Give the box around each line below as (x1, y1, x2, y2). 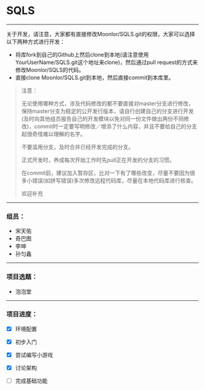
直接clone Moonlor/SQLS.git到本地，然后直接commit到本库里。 (15, 74, 174, 81)
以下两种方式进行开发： (6, 38, 65, 45)
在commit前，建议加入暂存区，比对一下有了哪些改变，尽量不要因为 (21, 169, 190, 176)
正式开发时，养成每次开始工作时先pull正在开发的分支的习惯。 (21, 156, 175, 164)
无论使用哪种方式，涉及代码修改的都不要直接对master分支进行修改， (21, 99, 194, 107)
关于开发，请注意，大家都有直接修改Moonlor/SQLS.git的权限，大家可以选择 (6, 30, 195, 37)
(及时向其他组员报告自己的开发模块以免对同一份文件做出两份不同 (21, 115, 184, 122)
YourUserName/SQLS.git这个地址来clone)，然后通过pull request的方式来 (15, 59, 198, 66)
